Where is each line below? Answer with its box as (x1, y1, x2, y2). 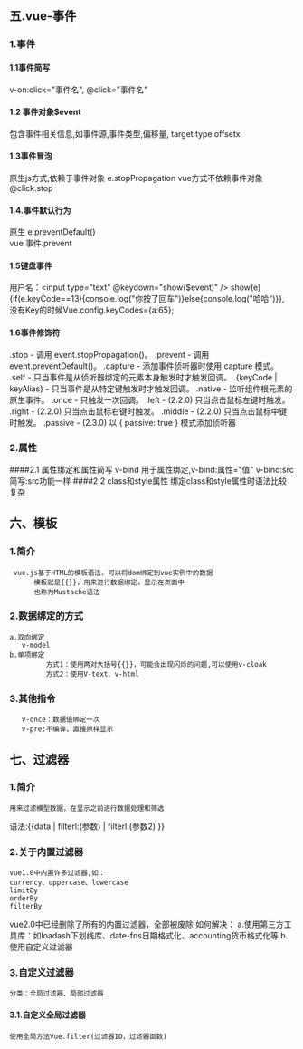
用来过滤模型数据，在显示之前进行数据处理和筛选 (9, 804, 165, 813)
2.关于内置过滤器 (9, 845, 84, 858)
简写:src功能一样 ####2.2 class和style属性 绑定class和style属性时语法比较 (9, 475, 288, 486)
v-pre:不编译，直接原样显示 (21, 725, 114, 734)
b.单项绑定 (9, 650, 45, 659)
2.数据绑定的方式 (9, 610, 84, 622)
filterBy (9, 902, 43, 911)
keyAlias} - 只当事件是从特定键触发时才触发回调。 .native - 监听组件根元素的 (9, 383, 293, 394)
